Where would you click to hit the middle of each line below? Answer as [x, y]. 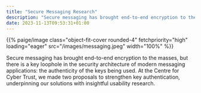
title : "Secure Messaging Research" [52, 12]
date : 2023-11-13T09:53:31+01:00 [48, 23]
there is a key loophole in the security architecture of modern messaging [96, 64]
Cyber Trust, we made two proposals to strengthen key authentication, [93, 77]
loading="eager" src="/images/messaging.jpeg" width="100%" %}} [90, 46]
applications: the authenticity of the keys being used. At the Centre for [93, 71]
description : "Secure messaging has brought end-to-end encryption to [96, 17]
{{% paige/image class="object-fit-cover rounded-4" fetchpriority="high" [97, 40]
